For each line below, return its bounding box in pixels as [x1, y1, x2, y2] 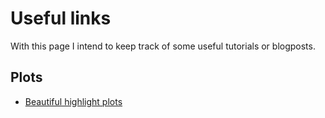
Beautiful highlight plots [24, 95, 123, 107]
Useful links [10, 7, 112, 30]
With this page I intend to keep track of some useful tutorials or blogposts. [10, 40, 316, 52]
